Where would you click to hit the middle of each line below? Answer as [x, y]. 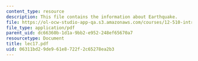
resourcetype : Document [35, 38]
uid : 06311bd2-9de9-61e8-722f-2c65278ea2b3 [60, 49]
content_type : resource [35, 11]
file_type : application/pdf [41, 28]
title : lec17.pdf [27, 44]
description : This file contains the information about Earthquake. [92, 17]
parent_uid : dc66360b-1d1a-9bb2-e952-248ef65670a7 [70, 33]
